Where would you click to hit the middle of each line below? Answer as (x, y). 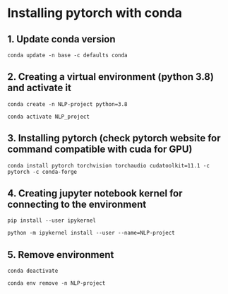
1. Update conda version (61, 39)
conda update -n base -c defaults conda (68, 55)
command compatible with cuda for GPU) (100, 149)
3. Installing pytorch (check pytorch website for (114, 138)
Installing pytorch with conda (95, 13)
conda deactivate (33, 271)
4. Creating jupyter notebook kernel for (95, 193)
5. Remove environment (61, 255)
